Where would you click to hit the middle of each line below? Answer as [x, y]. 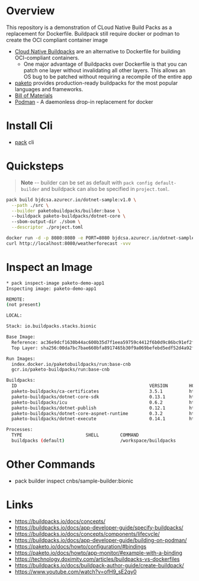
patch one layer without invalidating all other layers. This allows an [104, 70]
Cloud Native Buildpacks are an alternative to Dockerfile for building [97, 51]
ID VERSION [90, 386]
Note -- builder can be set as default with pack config [86, 183]
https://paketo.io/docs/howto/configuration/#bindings [81, 546]
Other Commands [51, 465]
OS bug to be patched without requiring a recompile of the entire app [108, 76]
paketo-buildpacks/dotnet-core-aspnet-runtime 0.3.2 [87, 413]
